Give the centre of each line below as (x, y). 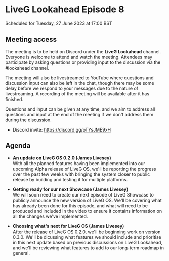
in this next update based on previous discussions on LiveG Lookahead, (88, 242)
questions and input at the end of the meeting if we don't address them (79, 114)
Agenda (18, 146)
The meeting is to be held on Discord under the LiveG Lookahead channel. (83, 51)
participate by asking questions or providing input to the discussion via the (83, 62)
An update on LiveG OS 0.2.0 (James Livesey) (62, 158)
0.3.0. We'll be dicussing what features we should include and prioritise (87, 237)
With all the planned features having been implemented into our (79, 163)
